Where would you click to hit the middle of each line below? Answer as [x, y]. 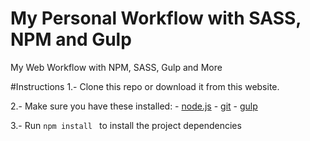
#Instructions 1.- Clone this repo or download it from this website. [145, 86]
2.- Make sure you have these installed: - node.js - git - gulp [134, 106]
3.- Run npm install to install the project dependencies [126, 125]
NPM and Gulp [71, 39]
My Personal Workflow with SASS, [156, 18]
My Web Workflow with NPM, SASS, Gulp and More [116, 67]
